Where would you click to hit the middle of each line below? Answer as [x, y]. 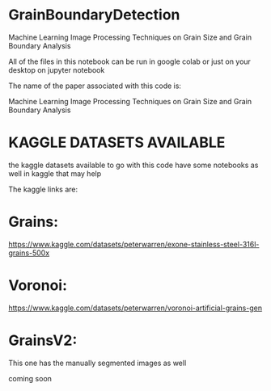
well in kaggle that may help [55, 173]
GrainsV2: [43, 340]
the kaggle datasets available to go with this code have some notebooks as [133, 165]
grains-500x [29, 253]
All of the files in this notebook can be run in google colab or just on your [129, 61]
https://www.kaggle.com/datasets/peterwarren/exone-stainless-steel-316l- [134, 244]
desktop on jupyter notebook [57, 69]
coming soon [30, 378]
